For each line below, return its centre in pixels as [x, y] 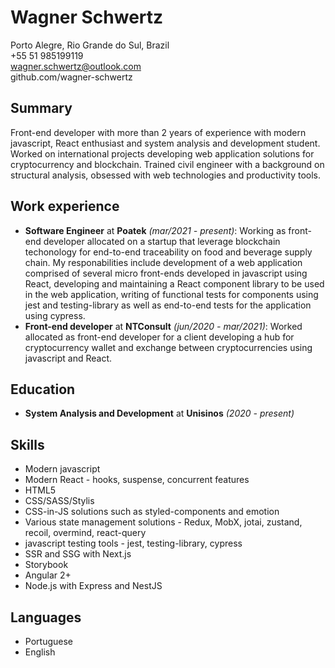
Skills [27, 444]
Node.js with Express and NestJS [93, 586]
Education [43, 389]
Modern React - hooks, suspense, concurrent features [137, 480]
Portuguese [48, 641]
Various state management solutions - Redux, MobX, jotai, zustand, [163, 522]
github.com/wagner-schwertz [71, 77]
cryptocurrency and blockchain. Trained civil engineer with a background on [167, 164]
